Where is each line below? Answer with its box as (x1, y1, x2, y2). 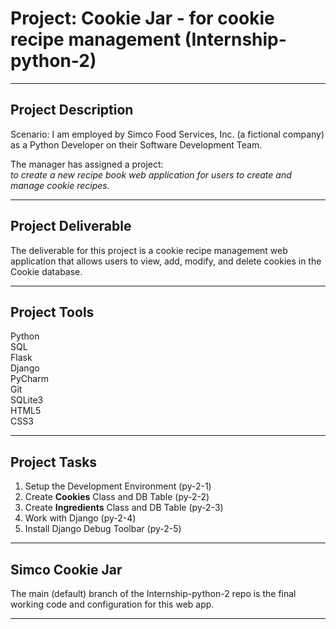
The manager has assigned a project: (10, 158, 164, 170)
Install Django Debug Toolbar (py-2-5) (24, 523, 182, 535)
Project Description (10, 102, 134, 119)
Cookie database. (10, 265, 83, 277)
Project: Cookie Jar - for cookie (10, 7, 275, 30)
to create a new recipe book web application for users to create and (10, 168, 292, 181)
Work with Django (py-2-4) (24, 512, 137, 524)
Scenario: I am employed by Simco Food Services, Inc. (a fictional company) (10, 128, 325, 140)
